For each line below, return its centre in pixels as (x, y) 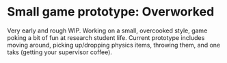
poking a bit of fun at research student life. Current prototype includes (106, 37)
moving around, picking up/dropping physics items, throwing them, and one (114, 45)
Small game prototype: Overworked (111, 12)
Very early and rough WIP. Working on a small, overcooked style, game (107, 30)
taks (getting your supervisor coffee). (60, 52)
